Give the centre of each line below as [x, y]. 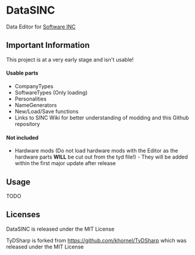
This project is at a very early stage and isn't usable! [70, 59]
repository [27, 124]
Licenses [23, 214]
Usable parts [22, 73]
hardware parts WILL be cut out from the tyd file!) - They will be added [101, 157]
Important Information [48, 45]
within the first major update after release [65, 163]
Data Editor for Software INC [41, 27]
